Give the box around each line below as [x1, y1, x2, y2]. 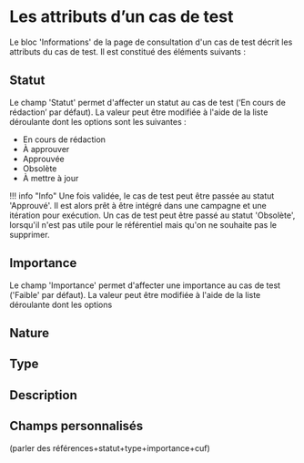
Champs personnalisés [9, 418, 144, 434]
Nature [9, 325, 50, 341]
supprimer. [9, 229, 50, 240]
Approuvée [22, 153, 66, 164]
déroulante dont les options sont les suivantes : [9, 116, 187, 127]
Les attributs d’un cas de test [9, 6, 234, 27]
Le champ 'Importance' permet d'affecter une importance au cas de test [9, 280, 280, 291]
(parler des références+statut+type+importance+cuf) [9, 442, 211, 453]
